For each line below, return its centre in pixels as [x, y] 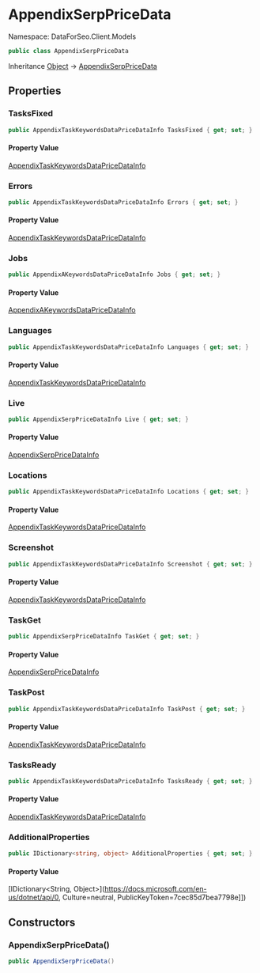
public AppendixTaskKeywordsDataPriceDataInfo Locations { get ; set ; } [128, 492]
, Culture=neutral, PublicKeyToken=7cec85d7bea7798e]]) [152, 897]
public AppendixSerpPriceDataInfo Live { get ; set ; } [99, 419]
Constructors [42, 922]
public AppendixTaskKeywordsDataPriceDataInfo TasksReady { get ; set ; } [130, 781]
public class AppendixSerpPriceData [68, 51]
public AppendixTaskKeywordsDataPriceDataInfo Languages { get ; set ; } [128, 347]
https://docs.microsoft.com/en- [156, 889]
